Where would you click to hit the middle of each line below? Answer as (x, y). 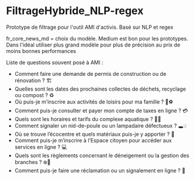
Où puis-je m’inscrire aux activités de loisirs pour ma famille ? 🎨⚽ (94, 102)
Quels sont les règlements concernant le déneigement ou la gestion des (102, 155)
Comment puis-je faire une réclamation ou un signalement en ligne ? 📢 (100, 170)
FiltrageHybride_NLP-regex (75, 11)
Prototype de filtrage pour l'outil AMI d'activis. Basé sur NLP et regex (90, 27)
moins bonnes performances (41, 51)
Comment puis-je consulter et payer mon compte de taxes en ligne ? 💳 (101, 111)
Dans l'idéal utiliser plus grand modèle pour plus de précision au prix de (93, 45)
